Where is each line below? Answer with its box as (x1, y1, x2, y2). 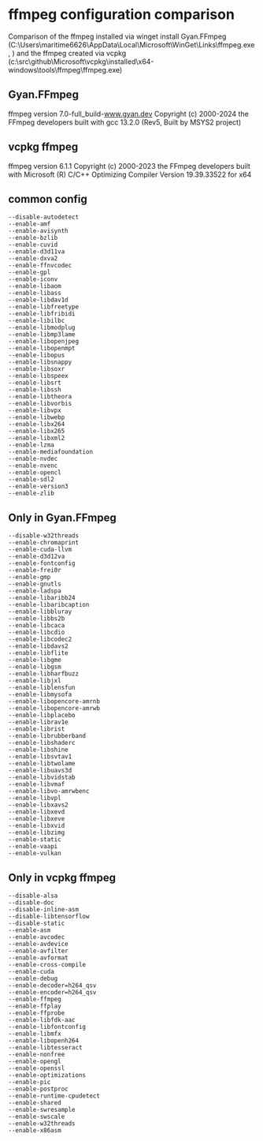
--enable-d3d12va (8, 552, 65, 561)
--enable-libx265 (8, 428, 65, 436)
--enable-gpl (8, 268, 51, 277)
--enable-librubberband (8, 732, 87, 740)
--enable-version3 (8, 483, 69, 491)
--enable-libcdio (8, 629, 65, 637)
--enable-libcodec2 (8, 635, 72, 644)
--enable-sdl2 (8, 476, 55, 484)
